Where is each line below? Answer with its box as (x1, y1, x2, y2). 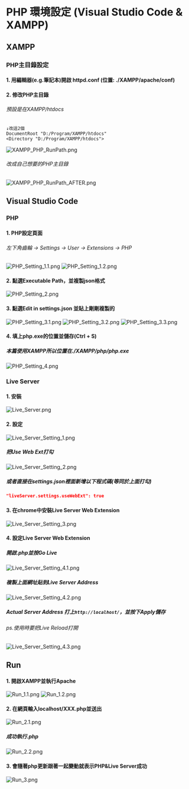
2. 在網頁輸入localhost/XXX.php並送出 (6, 705, 102, 712)
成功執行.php (6, 733, 39, 740)
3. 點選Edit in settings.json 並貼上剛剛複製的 (6, 305, 115, 312)
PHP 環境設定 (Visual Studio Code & (6, 5, 183, 19)
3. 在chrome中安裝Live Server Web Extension (6, 506, 120, 513)
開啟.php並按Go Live (6, 549, 57, 556)
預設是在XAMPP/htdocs (6, 106, 64, 113)
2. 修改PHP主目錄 (6, 91, 49, 98)
